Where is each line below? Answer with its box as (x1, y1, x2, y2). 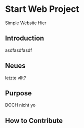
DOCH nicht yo (5, 102, 36, 108)
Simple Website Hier (5, 20, 47, 26)
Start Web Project (5, 3, 80, 15)
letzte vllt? (5, 75, 26, 81)
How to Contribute (5, 116, 63, 125)
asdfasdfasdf (5, 47, 32, 53)
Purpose (5, 89, 32, 97)
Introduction (5, 34, 44, 43)
